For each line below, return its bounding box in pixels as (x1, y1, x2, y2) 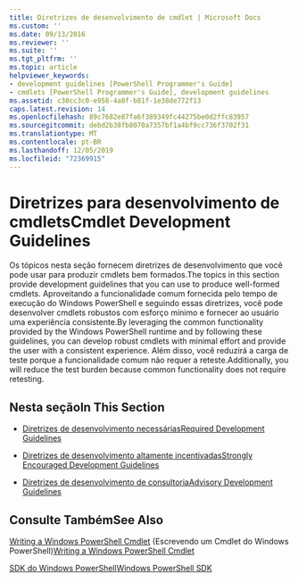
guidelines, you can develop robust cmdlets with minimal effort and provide (9, 336, 286, 346)
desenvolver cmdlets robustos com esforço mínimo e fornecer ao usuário (9, 307, 279, 318)
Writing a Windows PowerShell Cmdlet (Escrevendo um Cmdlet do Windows (9, 536, 289, 547)
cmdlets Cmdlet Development (9, 212, 231, 232)
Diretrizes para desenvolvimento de (9, 193, 280, 212)
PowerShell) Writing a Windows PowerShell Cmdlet (9, 545, 195, 556)
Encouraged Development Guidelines (21, 460, 160, 470)
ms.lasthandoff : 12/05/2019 (9, 145, 114, 154)
